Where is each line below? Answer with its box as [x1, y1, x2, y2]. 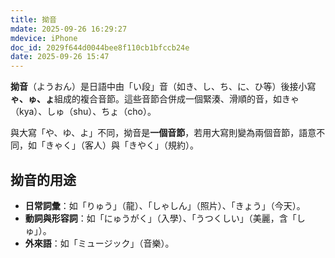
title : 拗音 [10, 14, 57, 25]
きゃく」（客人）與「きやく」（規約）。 [44, 139, 199, 151]
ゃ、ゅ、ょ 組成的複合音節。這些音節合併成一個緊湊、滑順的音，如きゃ [10, 93, 300, 105]
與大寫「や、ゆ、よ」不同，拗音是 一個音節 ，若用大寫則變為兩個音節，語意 [10, 127, 317, 139]
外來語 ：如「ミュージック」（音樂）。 [24, 237, 175, 249]
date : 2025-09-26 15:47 [10, 52, 110, 62]
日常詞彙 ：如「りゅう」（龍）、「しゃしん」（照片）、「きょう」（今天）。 [24, 199, 306, 211]
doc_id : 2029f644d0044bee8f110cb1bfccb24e [10, 42, 190, 53]
